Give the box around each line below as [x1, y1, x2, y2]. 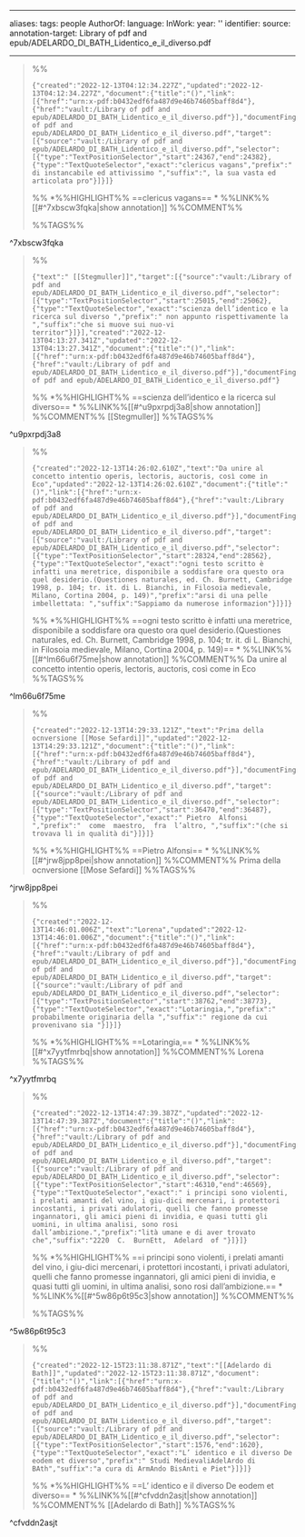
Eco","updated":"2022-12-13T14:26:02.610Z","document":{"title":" [31, 480, 289, 489]
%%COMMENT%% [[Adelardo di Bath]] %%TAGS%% [31, 1500, 236, 1510]
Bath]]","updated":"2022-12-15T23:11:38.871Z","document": [31, 1369, 261, 1378]
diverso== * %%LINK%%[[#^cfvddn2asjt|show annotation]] [31, 1490, 258, 1501]
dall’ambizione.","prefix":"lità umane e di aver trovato [31, 1228, 256, 1237]
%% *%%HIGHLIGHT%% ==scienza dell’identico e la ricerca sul [31, 392, 277, 403]
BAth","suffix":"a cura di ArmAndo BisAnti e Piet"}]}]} [31, 1464, 252, 1473]
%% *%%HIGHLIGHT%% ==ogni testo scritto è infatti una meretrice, [31, 615, 292, 625]
